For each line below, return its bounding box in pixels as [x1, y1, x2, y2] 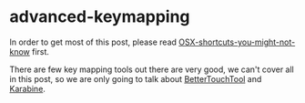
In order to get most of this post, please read [9, 36, 178, 47]
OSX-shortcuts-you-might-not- [178, 36, 296, 47]
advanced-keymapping [9, 6, 190, 27]
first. [31, 46, 50, 57]
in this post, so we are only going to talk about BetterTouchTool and [9, 73, 262, 84]
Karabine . [9, 83, 46, 94]
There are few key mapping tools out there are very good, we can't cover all [9, 64, 294, 75]
